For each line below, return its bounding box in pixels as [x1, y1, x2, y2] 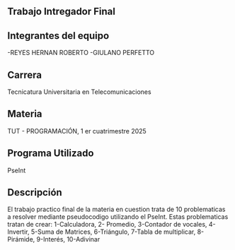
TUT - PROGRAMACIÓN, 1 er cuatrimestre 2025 [7, 126, 147, 135]
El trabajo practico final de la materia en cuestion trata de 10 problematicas [7, 205, 226, 214]
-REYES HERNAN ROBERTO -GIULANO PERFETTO [7, 49, 155, 57]
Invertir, [7, 227, 30, 236]
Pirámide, [7, 235, 35, 244]
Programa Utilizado [7, 148, 94, 160]
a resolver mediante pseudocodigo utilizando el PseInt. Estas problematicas [7, 213, 229, 221]
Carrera [7, 69, 42, 81]
